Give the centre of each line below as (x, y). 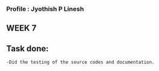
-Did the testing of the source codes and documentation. (80, 62)
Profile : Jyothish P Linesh (45, 9)
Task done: (28, 49)
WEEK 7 (21, 28)
